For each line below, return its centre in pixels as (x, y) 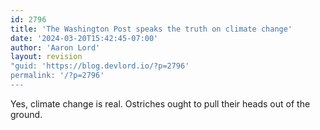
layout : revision (46, 57)
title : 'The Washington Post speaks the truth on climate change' (151, 29)
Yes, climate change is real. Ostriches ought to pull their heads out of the (160, 103)
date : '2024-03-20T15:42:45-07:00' (84, 38)
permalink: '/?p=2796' (57, 76)
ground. (26, 114)
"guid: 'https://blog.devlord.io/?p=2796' (100, 66)
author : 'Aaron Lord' (55, 47)
